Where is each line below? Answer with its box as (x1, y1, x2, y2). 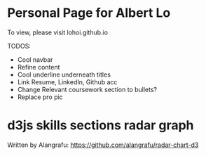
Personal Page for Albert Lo (7, 5, 171, 21)
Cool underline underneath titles (17, 70, 111, 79)
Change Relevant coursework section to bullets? (17, 85, 158, 93)
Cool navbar (17, 55, 53, 64)
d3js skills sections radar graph (7, 117, 194, 134)
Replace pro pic (17, 93, 63, 101)
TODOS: (7, 41, 32, 50)
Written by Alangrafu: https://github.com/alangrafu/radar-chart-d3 (7, 141, 199, 149)
